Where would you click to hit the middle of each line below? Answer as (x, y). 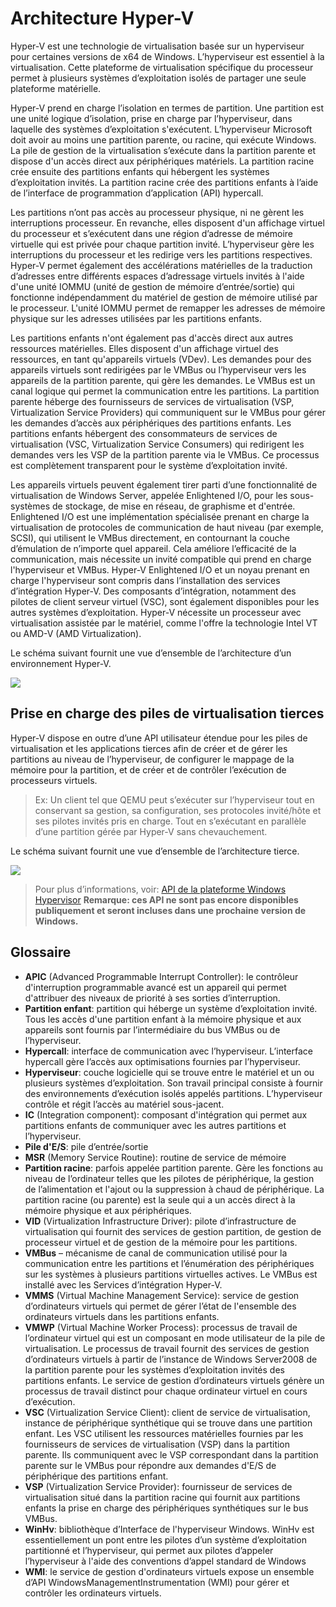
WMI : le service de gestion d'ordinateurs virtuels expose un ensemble (169, 1571)
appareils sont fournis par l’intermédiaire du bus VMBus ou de (152, 1029)
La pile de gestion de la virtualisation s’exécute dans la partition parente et (163, 150)
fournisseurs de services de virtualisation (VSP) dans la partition (157, 1444)
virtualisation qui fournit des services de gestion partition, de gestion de (173, 1231)
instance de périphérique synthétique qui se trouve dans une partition (168, 1423)
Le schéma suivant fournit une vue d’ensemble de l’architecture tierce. (155, 851)
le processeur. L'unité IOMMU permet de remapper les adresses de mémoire (168, 308)
